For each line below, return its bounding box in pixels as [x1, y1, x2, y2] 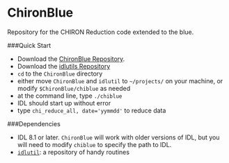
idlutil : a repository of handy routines [17, 148, 130, 156]
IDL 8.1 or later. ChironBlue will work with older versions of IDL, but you [17, 133, 221, 141]
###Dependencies [7, 119, 61, 128]
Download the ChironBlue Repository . [17, 54, 125, 63]
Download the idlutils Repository [17, 62, 111, 70]
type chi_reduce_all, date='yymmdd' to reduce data [17, 106, 166, 114]
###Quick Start [7, 41, 52, 49]
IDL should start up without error [17, 98, 111, 107]
